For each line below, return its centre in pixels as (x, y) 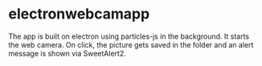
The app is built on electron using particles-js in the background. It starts (129, 36)
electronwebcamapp (79, 14)
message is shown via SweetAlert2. (67, 53)
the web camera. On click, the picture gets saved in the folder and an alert (131, 44)
